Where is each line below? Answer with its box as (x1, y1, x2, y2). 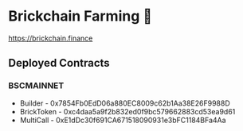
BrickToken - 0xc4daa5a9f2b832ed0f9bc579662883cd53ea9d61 (19, 106, 236, 116)
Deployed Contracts (8, 56, 110, 70)
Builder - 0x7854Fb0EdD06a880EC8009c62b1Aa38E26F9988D (19, 98, 231, 108)
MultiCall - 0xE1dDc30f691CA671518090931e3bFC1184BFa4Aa (19, 115, 226, 125)
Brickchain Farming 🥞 (8, 7, 153, 25)
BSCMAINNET (8, 80, 65, 91)
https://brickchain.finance (8, 33, 93, 43)
